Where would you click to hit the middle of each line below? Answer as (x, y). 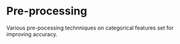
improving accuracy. (32, 34)
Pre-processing (47, 11)
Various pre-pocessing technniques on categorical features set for (90, 28)
